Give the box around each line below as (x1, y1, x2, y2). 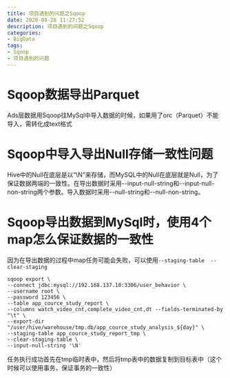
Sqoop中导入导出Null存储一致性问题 (7, 146, 213, 162)
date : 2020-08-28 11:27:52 (7, 17, 85, 23)
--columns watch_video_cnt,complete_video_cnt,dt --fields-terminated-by (7, 306, 224, 312)
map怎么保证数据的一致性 (7, 232, 154, 247)
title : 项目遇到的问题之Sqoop (7, 10, 86, 17)
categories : (7, 29, 41, 37)
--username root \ (7, 288, 60, 295)
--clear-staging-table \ (7, 336, 79, 343)
